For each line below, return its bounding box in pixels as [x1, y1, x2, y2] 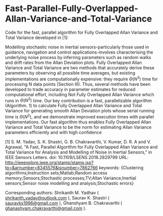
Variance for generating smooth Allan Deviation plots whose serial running [5, 108, 155, 114]
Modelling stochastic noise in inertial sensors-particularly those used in [5, 44, 149, 50]
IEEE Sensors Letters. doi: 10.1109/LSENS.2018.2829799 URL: [5, 154, 129, 160]
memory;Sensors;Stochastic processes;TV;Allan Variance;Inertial [5, 175, 136, 181]
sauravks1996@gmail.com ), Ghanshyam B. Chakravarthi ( [5, 200, 122, 206]
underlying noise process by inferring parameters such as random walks [5, 54, 152, 60]
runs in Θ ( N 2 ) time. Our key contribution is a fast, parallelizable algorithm [5, 97, 152, 103]
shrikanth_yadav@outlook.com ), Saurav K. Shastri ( [5, 195, 110, 200]
